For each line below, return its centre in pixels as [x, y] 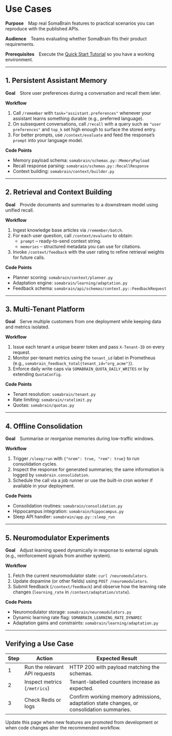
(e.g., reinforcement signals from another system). [58, 556]
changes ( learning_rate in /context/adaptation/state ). [71, 592]
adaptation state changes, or [104, 703]
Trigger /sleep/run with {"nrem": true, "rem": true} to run [76, 459]
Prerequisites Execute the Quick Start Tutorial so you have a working [80, 54]
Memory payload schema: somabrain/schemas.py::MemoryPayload [81, 160]
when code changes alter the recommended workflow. [63, 728]
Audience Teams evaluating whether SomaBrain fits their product [76, 39]
